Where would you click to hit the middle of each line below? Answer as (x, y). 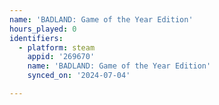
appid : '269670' (61, 57)
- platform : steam (57, 47)
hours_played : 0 (43, 29)
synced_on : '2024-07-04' (79, 76)
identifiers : (36, 38)
